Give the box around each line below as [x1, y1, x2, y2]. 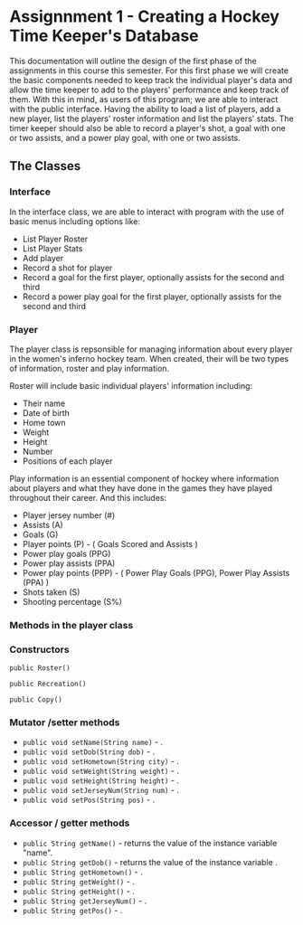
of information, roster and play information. [9, 363, 170, 373]
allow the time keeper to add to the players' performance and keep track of [9, 84, 289, 95]
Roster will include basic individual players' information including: [9, 380, 253, 391]
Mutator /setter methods [9, 716, 120, 729]
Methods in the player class [9, 618, 134, 631]
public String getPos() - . [22, 904, 123, 915]
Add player [22, 252, 64, 263]
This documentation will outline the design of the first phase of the [9, 55, 258, 66]
